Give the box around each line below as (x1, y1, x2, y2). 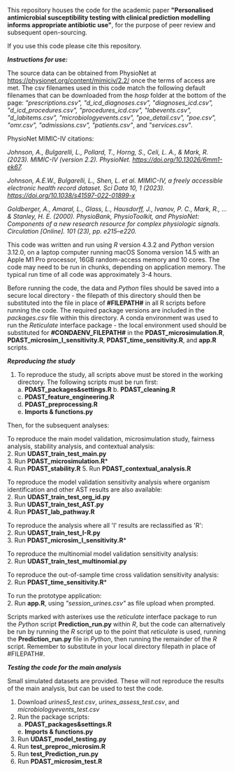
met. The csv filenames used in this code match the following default (7, 84, 206, 92)
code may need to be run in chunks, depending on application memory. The (7, 263, 226, 271)
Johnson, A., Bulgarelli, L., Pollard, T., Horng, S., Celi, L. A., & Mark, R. (7, 148, 209, 156)
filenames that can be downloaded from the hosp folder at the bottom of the (7, 91, 226, 99)
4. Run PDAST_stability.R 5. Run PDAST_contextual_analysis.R (7, 464, 191, 473)
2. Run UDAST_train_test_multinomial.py (7, 557, 127, 565)
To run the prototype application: (7, 592, 102, 600)
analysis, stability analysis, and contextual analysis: (7, 442, 155, 450)
